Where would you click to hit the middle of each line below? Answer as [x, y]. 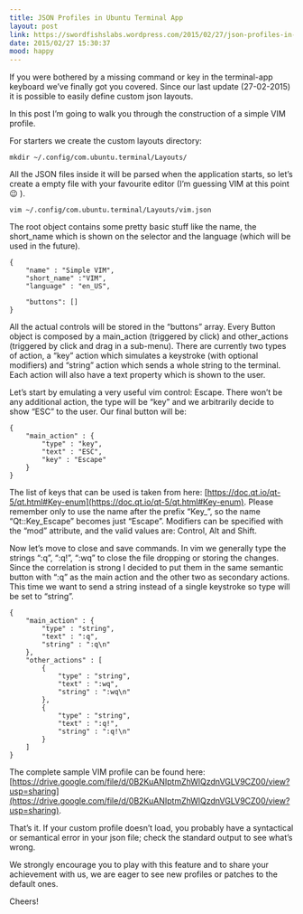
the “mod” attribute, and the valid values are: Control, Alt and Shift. [133, 531]
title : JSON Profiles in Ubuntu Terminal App [96, 18]
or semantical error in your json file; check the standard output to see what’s [151, 838]
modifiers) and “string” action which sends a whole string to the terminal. [145, 365]
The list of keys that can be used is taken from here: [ [109, 493]
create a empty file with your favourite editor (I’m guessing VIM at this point [150, 184]
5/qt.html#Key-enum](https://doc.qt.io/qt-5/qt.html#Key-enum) [127, 502]
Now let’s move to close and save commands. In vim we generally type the [148, 549]
